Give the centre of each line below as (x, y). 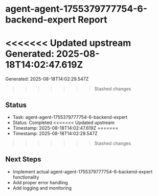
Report (92, 20)
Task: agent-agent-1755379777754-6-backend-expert (70, 117)
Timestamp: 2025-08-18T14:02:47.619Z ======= (65, 128)
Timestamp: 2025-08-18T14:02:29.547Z (55, 133)
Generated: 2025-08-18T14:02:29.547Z (47, 79)
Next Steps (23, 160)
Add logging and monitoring (42, 188)
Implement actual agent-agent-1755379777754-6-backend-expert (83, 171)
